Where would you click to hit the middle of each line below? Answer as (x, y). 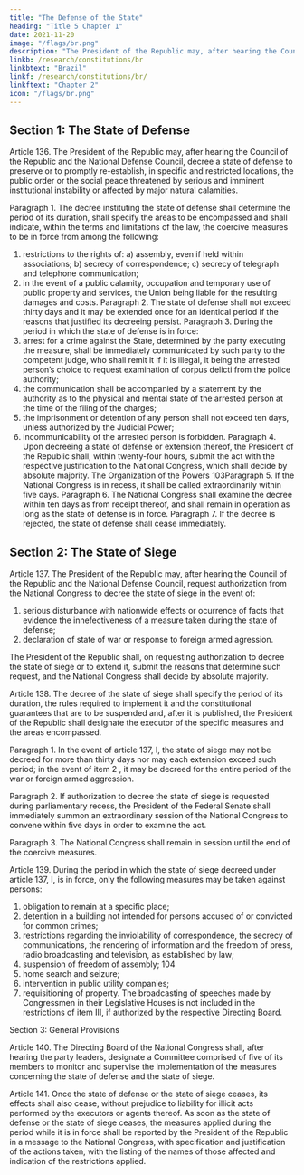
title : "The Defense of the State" (76, 18)
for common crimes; (60, 926)
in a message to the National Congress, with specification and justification (147, 1142)
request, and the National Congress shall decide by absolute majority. (139, 676)
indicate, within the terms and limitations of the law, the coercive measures (149, 227)
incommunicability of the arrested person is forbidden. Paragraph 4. (149, 437)
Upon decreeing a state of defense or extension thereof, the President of (158, 447)
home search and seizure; (71, 974)
